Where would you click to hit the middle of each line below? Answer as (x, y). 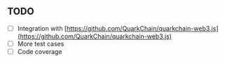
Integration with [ (42, 28)
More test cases (41, 43)
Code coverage (40, 51)
